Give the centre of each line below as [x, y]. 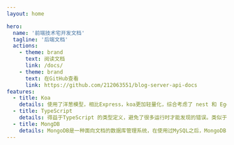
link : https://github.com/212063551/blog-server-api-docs [111, 85]
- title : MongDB [36, 124]
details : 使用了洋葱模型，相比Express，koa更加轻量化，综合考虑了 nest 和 [118, 105]
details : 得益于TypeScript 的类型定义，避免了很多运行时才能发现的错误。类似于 [123, 118]
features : [21, 92]
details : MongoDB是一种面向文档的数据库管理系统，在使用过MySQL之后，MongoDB [123, 130]
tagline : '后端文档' [41, 39]
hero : [14, 26]
